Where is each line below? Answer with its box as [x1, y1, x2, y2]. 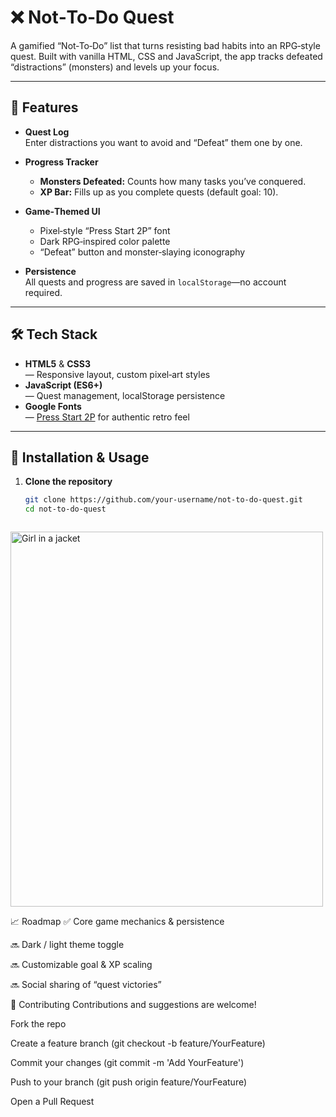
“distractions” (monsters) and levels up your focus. [10, 61, 220, 73]
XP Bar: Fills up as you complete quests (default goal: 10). [39, 186, 279, 198]
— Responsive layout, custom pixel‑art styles [24, 368, 211, 380]
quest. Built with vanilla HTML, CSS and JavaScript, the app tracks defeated [10, 50, 323, 62]
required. [24, 286, 63, 298]
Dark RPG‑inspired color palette [39, 235, 171, 247]
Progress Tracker [24, 156, 99, 168]
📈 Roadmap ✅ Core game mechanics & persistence [10, 916, 225, 928]
